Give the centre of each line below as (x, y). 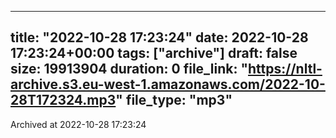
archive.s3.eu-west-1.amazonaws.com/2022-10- (168, 84)
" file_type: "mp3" (174, 100)
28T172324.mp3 (63, 100)
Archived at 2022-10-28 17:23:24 (78, 124)
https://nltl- (285, 69)
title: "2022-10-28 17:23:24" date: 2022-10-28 (159, 37)
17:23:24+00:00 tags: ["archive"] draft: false (154, 53)
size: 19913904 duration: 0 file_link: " (129, 69)
